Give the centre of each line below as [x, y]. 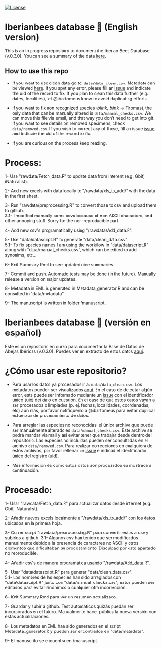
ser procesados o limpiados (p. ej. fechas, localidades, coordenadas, [81, 405]
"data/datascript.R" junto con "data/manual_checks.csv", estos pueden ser [80, 582]
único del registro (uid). [35, 456]
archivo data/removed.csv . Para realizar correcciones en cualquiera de [82, 445]
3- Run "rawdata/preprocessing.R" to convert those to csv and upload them [81, 205]
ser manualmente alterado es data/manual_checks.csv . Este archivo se [82, 430]
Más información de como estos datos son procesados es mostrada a [82, 465]
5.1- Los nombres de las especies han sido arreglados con [63, 577]
